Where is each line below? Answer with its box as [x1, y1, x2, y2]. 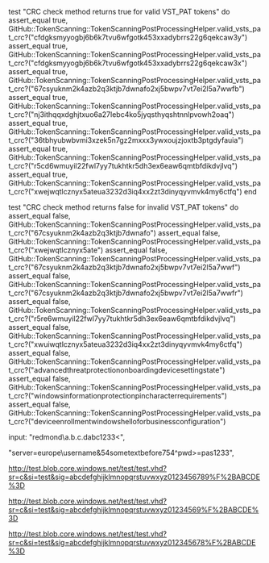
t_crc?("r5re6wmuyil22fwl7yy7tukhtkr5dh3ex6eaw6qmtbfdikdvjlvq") [8, 314, 236, 323]
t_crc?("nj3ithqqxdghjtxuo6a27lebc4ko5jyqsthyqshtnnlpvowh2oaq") [8, 110, 235, 119]
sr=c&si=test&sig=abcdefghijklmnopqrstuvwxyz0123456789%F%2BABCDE [8, 472, 260, 482]
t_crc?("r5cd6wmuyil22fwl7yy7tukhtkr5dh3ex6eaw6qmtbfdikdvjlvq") [8, 161, 238, 170]
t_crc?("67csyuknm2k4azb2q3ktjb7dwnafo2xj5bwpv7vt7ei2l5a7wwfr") [8, 288, 244, 298]
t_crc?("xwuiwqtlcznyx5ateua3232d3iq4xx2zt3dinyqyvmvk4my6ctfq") [8, 340, 243, 349]
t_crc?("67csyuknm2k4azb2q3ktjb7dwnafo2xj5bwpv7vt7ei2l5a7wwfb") [8, 84, 246, 94]
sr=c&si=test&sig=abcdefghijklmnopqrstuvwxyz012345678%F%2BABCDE [8, 538, 256, 547]
